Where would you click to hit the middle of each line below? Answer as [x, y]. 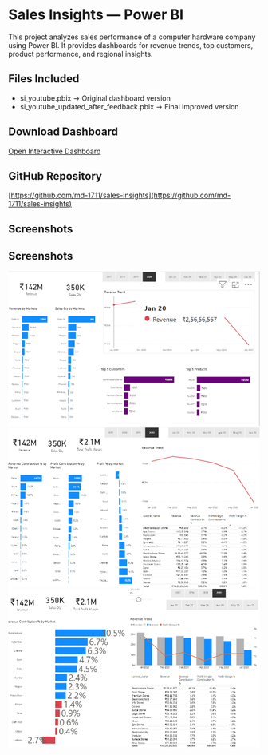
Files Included [44, 79]
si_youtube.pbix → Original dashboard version [95, 98]
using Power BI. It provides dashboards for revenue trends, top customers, [131, 45]
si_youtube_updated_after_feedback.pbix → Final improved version [129, 106]
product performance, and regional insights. [81, 54]
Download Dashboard [63, 132]
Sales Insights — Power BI [96, 15]
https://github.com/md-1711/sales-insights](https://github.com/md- [121, 195]
